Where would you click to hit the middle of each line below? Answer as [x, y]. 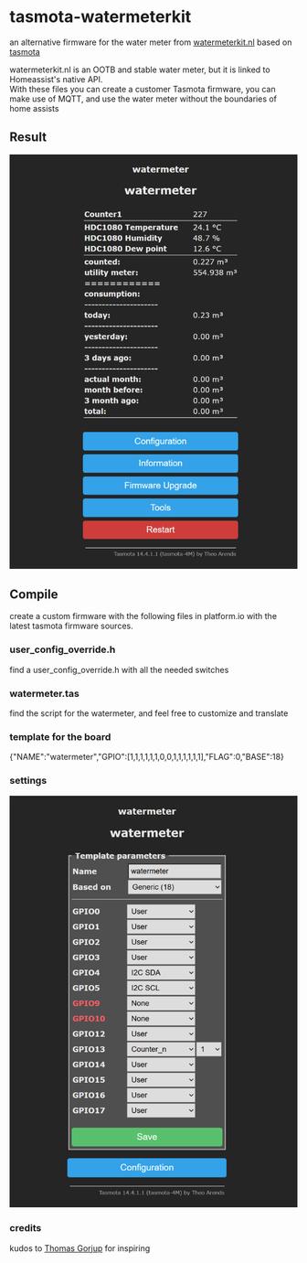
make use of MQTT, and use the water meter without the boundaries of [143, 99]
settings [28, 781]
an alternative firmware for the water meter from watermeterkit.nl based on [151, 42]
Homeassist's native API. [56, 79]
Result [28, 138]
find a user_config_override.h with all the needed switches [119, 669]
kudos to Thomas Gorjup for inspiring [80, 1248]
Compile [34, 594]
